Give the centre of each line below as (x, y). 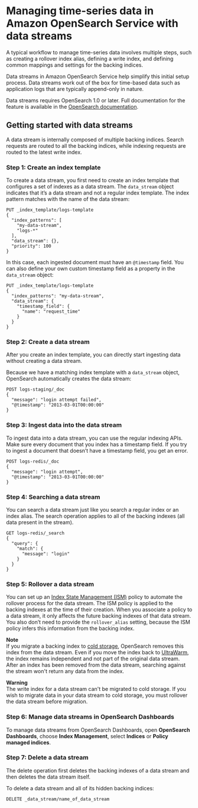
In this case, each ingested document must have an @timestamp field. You (95, 262)
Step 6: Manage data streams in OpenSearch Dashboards (90, 717)
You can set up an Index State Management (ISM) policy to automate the (95, 597)
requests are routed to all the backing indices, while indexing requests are (96, 145)
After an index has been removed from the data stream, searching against (96, 665)
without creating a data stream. (44, 361)
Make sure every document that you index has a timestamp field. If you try (97, 444)
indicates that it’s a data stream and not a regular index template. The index (98, 193)
